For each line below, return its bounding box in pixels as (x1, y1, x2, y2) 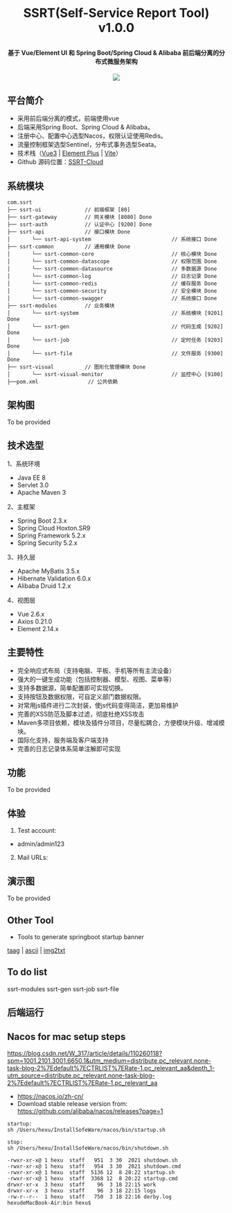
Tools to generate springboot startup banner (17, 932, 144, 941)
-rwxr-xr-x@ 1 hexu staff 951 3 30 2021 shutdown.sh (7, 1157, 178, 1164)
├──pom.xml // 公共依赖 (7, 378, 118, 386)
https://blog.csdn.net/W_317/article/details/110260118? (7, 1049, 163, 1057)
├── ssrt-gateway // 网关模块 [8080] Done (7, 214, 152, 221)
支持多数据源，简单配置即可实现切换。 (17, 683, 127, 692)
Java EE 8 (17, 473, 46, 482)
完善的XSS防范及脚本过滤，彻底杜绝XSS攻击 (17, 710, 145, 718)
